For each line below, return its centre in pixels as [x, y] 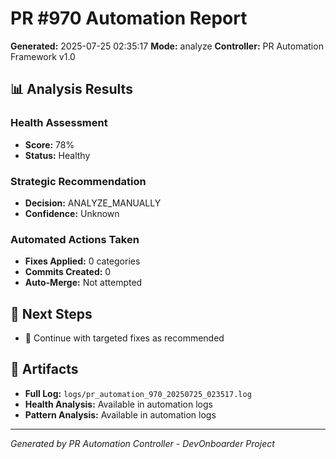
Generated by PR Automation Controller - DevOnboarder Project [142, 443]
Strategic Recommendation [78, 181]
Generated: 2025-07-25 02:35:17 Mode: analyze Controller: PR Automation [167, 46]
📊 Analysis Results [71, 89]
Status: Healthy [57, 155]
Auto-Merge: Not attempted [83, 283]
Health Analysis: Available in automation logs [118, 404]
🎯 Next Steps [51, 313]
